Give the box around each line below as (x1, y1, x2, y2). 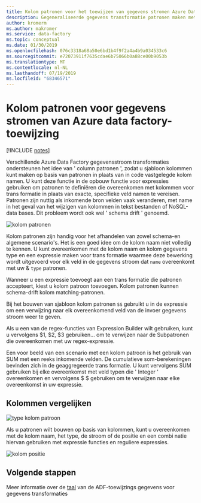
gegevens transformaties (6, 490, 68, 497)
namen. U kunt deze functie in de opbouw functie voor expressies (6, 177, 169, 185)
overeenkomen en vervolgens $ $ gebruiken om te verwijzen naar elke (6, 375, 180, 382)
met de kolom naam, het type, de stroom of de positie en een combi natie (6, 432, 187, 439)
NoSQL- (168, 203, 188, 210)
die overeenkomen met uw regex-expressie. (6, 338, 115, 345)
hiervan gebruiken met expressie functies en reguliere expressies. (6, 438, 169, 445)
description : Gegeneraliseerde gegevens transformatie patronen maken (6, 14, 186, 20)
